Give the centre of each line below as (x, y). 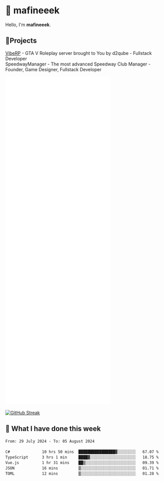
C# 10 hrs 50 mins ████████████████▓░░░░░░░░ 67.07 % (82, 452)
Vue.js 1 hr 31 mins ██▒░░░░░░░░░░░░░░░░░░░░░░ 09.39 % (82, 463)
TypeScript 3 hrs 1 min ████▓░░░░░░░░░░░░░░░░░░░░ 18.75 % (82, 457)
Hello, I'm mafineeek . (28, 25)
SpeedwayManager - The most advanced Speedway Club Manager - (78, 64)
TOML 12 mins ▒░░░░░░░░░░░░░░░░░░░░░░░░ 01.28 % (82, 473)
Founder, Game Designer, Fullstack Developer (53, 69)
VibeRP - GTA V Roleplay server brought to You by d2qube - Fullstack (79, 53)
